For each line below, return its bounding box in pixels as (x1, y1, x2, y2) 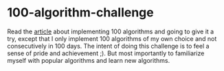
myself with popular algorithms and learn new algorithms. (7, 56, 170, 64)
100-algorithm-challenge (7, 5, 154, 20)
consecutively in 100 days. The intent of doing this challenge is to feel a (7, 42, 210, 50)
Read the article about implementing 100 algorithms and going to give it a (7, 27, 214, 35)
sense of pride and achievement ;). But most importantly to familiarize (7, 49, 205, 57)
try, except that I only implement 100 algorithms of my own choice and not (7, 34, 217, 42)
